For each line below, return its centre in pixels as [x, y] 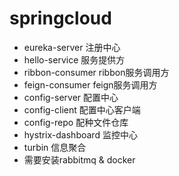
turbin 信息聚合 [55, 147]
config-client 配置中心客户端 [82, 109]
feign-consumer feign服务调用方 [90, 84]
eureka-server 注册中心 [72, 47]
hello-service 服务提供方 [74, 59]
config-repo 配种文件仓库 [76, 122]
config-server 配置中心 [71, 97]
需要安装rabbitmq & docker [79, 159]
